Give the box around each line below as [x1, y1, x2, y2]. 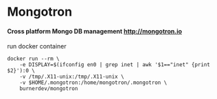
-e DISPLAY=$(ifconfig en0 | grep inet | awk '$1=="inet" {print [19, 61, 211, 68]
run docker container [7, 42, 67, 51]
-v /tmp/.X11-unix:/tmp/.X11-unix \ [19, 73, 125, 81]
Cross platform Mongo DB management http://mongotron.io [7, 27, 183, 35]
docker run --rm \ [7, 55, 60, 62]
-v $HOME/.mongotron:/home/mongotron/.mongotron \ [19, 79, 168, 86]
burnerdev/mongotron [19, 85, 78, 92]
